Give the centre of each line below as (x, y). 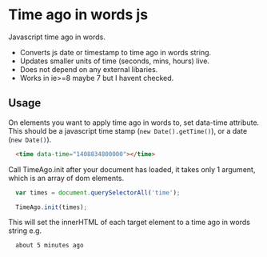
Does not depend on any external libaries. (89, 69)
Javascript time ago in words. (57, 37)
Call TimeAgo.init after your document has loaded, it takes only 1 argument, (132, 169)
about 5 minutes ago (50, 246)
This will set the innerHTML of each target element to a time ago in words (129, 223)
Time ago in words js (78, 15)
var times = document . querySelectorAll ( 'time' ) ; (98, 193)
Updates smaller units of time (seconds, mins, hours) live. (115, 61)
